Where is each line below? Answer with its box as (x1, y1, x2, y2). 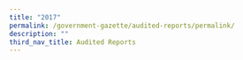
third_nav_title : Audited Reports (9, 37, 137, 47)
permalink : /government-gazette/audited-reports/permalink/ (9, 21, 236, 30)
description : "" (9, 29, 69, 38)
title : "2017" (9, 12, 62, 22)
